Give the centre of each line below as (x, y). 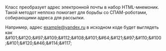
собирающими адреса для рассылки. (45, 18)
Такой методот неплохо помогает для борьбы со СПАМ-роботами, (76, 12)
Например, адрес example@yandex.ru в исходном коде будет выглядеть (82, 27)
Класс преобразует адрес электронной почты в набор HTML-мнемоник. (82, 7)
